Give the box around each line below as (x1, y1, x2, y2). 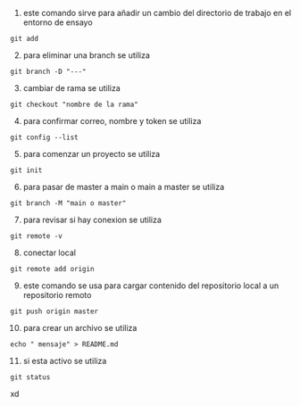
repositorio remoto (22, 290, 92, 300)
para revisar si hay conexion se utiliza (22, 214, 162, 225)
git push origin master (10, 307, 99, 316)
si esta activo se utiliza (22, 356, 107, 366)
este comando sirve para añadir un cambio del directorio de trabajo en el (22, 8, 292, 18)
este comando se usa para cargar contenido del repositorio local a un (22, 280, 279, 291)
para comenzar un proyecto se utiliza (22, 149, 161, 159)
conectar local (22, 247, 77, 258)
